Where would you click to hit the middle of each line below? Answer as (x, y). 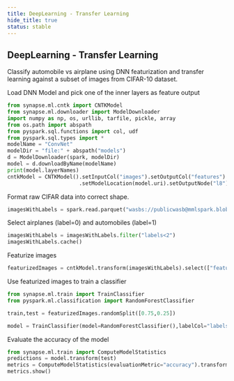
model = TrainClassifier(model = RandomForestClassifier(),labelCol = (107, 326)
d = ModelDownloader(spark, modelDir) (63, 158)
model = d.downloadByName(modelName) (62, 164)
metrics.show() (29, 372)
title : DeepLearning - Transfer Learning (68, 14)
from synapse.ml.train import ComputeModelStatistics (87, 352)
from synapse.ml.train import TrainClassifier (76, 294)
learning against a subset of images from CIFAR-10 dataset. (93, 79)
